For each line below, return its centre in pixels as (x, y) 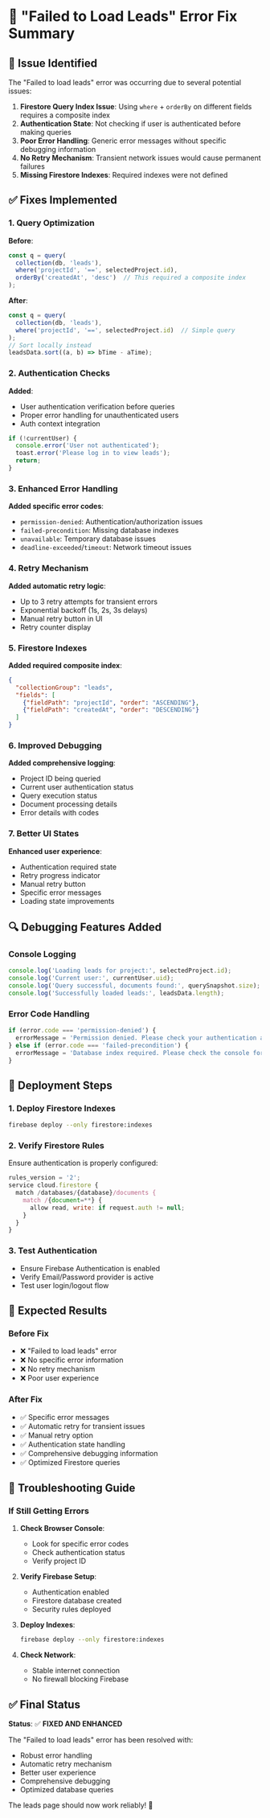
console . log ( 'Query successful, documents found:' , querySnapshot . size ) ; (135, 986)
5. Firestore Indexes (48, 648)
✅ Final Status (44, 1704)
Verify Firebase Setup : (58, 1577)
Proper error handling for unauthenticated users (99, 415)
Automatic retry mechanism (66, 1763)
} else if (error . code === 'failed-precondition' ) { (98, 1045)
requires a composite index (65, 115)
